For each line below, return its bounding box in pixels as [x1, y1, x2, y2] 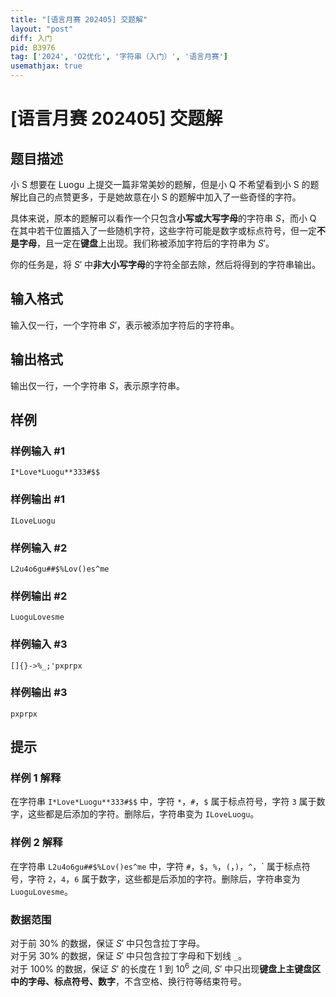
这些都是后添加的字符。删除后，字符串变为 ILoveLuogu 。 [27, 808, 260, 820]
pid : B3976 [10, 42, 56, 53]
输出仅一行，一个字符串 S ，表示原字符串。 [10, 379, 185, 391]
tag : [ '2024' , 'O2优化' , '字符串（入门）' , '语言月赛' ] [10, 52, 229, 62]
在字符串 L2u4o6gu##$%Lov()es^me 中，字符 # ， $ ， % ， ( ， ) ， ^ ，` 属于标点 [10, 860, 302, 872]
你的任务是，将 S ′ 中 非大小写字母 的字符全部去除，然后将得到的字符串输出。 [10, 259, 321, 270]
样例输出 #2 [10, 589, 68, 603]
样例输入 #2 [10, 541, 68, 555]
